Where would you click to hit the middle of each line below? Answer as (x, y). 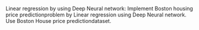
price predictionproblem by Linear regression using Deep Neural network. (96, 15)
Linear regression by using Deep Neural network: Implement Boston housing (99, 9)
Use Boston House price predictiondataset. (58, 21)
